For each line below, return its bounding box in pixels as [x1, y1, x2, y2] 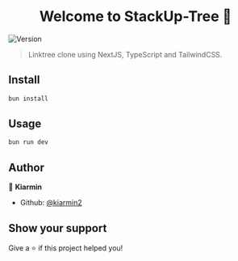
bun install [8, 95, 48, 103]
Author [8, 161, 44, 175]
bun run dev [8, 138, 48, 146]
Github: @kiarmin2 [19, 198, 82, 208]
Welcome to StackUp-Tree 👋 [39, 7, 232, 26]
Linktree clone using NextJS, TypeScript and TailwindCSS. [27, 49, 223, 59]
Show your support [8, 221, 107, 235]
